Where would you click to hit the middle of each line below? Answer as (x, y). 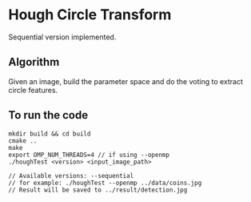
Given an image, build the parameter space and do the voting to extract (126, 81)
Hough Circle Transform (90, 15)
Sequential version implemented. (62, 37)
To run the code (48, 115)
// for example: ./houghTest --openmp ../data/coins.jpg (105, 183)
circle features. (33, 90)
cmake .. (23, 141)
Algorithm (34, 62)
